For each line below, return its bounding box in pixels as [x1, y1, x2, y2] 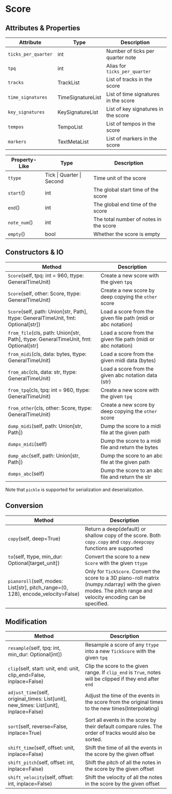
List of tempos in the [106, 120, 156, 127]
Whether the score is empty [93, 231, 160, 237]
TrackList [57, 79, 80, 86]
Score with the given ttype [84, 559, 148, 567]
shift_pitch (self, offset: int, [8, 759, 75, 766]
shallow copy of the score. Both [84, 532, 161, 539]
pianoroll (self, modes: [8, 577, 63, 585]
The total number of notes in [93, 216, 162, 223]
